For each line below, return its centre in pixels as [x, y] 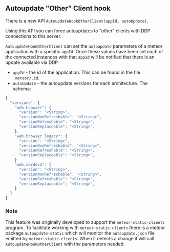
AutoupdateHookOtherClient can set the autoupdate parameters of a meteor [84, 46]
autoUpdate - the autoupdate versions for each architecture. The [80, 83]
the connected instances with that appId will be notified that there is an [80, 57]
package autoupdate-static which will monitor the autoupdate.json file [80, 233]
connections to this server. [33, 36]
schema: [22, 89]
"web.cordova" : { [33, 165]
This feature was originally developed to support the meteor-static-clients [85, 222]
